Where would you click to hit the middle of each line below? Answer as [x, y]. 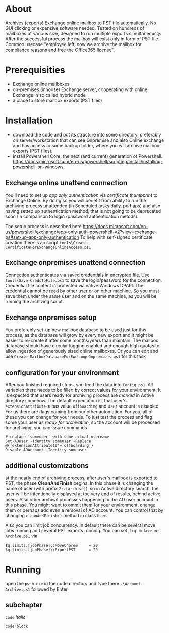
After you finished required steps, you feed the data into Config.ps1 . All [79, 385]
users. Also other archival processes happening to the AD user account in [82, 499]
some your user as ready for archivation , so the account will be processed [83, 422]
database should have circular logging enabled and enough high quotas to [82, 346]
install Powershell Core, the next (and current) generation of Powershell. [88, 156]
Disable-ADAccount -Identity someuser [46, 450]
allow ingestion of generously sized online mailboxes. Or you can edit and [82, 351]
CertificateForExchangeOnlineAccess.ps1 [48, 247]
